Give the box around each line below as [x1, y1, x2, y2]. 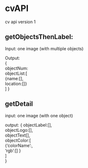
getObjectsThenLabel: [5, 33, 74, 41]
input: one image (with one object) [5, 112, 73, 118]
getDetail [5, 100, 33, 108]
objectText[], [5, 132, 30, 138]
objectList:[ [5, 70, 27, 76]
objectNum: [5, 65, 28, 71]
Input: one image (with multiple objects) [5, 45, 84, 51]
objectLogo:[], [5, 127, 33, 133]
